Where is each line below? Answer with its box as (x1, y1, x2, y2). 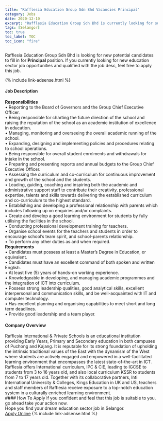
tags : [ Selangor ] (5, 25, 40, 30)
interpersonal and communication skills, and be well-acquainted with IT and (5, 290, 157, 296)
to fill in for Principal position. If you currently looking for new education (5, 57, 149, 63)
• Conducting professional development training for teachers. (5, 223, 128, 229)
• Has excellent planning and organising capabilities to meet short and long (5, 300, 155, 307)
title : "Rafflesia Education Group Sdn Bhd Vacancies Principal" (5, 7, 140, 12)
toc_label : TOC (5, 35, 36, 39)
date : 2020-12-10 (5, 16, 40, 21)
